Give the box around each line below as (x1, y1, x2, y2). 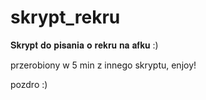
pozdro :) (10, 78, 48, 90)
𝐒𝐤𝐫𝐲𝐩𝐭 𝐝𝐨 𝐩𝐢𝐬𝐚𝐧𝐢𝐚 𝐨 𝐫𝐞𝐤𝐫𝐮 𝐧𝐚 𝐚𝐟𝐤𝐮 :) (10, 39, 159, 51)
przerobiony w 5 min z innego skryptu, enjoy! (10, 59, 197, 71)
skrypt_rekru (10, 6, 121, 29)
